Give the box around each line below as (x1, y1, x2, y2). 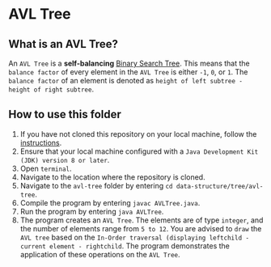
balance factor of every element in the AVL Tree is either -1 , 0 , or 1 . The (8, 67, 248, 77)
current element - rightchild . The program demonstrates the (19, 240, 231, 251)
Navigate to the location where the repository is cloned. (19, 172, 205, 182)
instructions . (19, 138, 62, 147)
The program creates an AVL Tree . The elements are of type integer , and (19, 215, 264, 225)
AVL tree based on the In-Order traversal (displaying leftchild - (19, 232, 249, 242)
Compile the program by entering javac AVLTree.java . (19, 197, 201, 207)
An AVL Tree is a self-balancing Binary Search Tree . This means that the (8, 58, 250, 68)
